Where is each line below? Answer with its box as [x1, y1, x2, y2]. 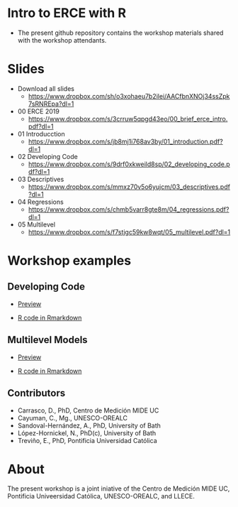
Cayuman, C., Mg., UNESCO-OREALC [17, 413, 127, 422]
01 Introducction [17, 129, 65, 138]
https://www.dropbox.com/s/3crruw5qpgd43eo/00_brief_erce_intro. [28, 114, 228, 123]
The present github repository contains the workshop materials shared [17, 28, 224, 37]
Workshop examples [7, 253, 132, 269]
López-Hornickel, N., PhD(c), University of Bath [17, 428, 157, 437]
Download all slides [17, 84, 74, 93]
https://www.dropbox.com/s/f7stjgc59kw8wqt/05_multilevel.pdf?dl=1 [28, 227, 231, 236]
